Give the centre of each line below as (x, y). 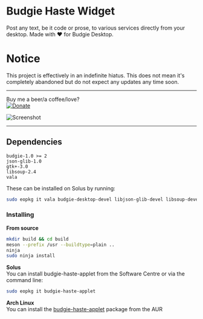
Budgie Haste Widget (61, 11)
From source (23, 228)
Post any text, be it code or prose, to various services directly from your (96, 28)
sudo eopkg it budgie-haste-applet (51, 291)
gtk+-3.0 (17, 166)
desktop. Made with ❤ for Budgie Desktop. (60, 34)
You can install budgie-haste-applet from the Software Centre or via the (96, 274)
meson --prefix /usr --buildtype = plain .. (60, 245)
